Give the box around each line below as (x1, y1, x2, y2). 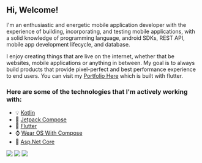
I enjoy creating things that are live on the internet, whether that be (6, 52, 174, 60)
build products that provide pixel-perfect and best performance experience (6, 66, 196, 73)
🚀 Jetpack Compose (15, 116, 67, 123)
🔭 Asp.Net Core (15, 138, 55, 146)
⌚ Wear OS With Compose (15, 129, 83, 137)
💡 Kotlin (15, 109, 36, 116)
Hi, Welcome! (6, 5, 59, 15)
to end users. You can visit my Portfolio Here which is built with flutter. (6, 72, 184, 79)
